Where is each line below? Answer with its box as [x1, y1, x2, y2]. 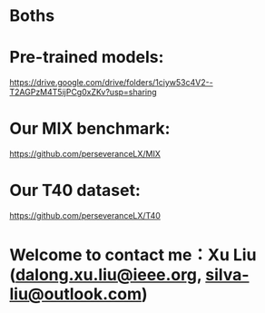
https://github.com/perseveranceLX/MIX [9, 149, 162, 160]
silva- [205, 265, 250, 286]
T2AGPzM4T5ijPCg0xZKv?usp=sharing [9, 87, 157, 98]
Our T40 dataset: [9, 181, 141, 201]
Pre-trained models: [9, 47, 164, 68]
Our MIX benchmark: [9, 119, 171, 139]
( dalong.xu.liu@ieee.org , [9, 265, 202, 286]
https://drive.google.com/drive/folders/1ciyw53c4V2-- [9, 77, 213, 88]
